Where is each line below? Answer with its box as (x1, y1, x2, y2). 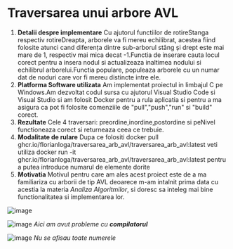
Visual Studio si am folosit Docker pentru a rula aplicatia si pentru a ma (17, 95, 222, 103)
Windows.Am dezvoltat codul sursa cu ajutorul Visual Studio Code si (17, 88, 215, 96)
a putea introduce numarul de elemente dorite (17, 162, 151, 171)
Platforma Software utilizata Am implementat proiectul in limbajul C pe (17, 80, 223, 89)
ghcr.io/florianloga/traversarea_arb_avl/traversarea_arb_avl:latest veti (17, 140, 218, 148)
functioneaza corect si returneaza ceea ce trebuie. (17, 125, 164, 134)
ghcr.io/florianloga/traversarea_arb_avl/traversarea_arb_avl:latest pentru (17, 155, 227, 163)
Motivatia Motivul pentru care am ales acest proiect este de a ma (17, 170, 207, 179)
